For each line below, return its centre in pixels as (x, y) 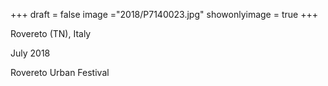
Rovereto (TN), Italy (51, 33)
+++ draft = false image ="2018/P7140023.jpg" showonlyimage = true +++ (164, 14)
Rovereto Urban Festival (60, 72)
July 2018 (30, 53)
